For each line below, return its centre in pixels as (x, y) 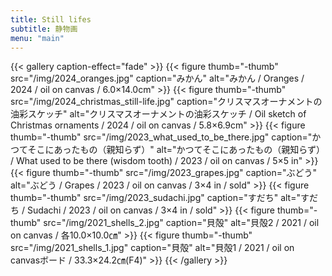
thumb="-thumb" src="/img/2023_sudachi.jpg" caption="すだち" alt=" (155, 198)
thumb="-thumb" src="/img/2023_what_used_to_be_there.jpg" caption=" (161, 137)
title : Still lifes (51, 19)
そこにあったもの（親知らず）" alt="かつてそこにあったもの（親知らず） (176, 150)
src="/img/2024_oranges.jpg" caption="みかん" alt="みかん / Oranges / (157, 78)
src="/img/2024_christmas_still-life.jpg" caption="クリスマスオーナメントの (166, 102)
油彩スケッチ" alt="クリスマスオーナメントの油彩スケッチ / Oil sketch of (158, 114)
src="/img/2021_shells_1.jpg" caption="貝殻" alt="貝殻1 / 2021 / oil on (152, 248)
